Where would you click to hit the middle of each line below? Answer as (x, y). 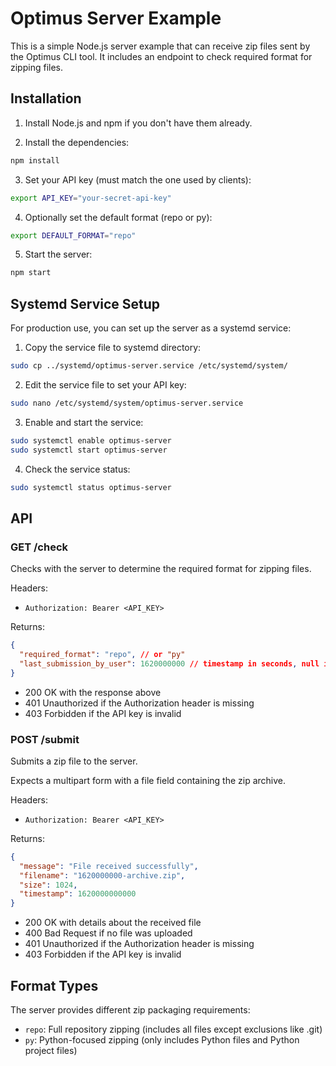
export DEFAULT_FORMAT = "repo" (73, 235)
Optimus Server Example (116, 18)
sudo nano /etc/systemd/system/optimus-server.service (127, 403)
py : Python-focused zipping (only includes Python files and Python (162, 1039)
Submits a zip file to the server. (74, 761)
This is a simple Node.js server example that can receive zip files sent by (160, 46)
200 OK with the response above (93, 692)
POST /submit (45, 739)
